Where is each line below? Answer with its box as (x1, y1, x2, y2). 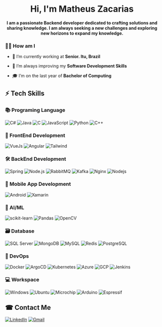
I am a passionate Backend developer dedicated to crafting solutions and (6, 20, 158, 25)
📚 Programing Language (5, 107, 66, 113)
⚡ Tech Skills (5, 89, 45, 98)
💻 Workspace (5, 276, 40, 283)
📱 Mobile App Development (5, 181, 71, 188)
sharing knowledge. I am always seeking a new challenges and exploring (6, 25, 158, 31)
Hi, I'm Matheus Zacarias (30, 3, 134, 15)
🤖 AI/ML (5, 204, 24, 211)
